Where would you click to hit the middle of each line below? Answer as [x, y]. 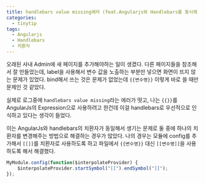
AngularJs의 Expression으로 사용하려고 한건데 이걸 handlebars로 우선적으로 [99, 107]
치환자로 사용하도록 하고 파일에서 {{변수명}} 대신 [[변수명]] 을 [113, 143]
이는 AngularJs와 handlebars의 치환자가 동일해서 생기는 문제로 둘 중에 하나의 [99, 128]
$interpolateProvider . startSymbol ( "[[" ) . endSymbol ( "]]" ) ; [93, 168]
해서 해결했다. [39, 151]
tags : [13, 29]
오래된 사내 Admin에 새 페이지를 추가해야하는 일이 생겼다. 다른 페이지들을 [94, 64]
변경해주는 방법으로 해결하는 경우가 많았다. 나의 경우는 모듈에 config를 [106, 135]
